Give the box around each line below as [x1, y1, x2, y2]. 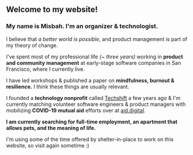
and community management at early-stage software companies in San [6, 59, 181, 66]
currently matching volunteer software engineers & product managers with [6, 101, 186, 108]
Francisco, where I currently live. [6, 66, 85, 73]
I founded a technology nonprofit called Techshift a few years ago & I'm [6, 94, 181, 101]
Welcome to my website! [6, 5, 98, 15]
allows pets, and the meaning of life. [6, 124, 96, 131]
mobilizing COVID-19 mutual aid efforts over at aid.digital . [6, 106, 146, 113]
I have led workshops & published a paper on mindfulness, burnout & [6, 77, 175, 84]
